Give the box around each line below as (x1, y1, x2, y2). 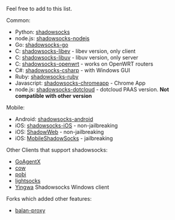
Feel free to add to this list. (6, 5, 72, 12)
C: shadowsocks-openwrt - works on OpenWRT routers (14, 60, 153, 67)
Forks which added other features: (6, 195, 92, 202)
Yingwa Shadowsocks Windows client (14, 183, 109, 191)
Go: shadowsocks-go (14, 41, 69, 48)
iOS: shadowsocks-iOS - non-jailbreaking (14, 122, 118, 129)
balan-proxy (14, 207, 46, 214)
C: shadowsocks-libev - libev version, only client (14, 47, 136, 55)
